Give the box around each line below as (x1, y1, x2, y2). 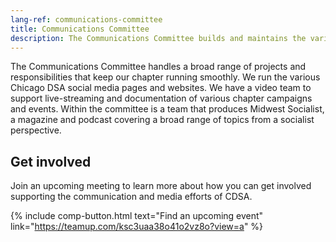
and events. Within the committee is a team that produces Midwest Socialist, (10, 103, 325, 115)
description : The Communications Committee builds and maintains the (10, 33, 307, 43)
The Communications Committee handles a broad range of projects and (10, 61, 307, 73)
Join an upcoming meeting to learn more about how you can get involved (10, 180, 312, 192)
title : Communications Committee (10, 24, 150, 34)
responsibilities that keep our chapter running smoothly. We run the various (10, 71, 321, 83)
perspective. (10, 124, 62, 136)
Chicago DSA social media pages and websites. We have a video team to (10, 82, 312, 94)
